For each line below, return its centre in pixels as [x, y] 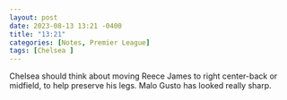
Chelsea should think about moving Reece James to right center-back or [143, 76]
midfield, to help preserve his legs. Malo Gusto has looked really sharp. [140, 86]
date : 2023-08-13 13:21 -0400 [66, 26]
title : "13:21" [38, 34]
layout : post [34, 17]
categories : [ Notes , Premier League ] [80, 42]
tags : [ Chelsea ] [42, 51]
